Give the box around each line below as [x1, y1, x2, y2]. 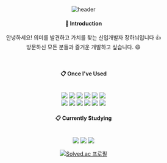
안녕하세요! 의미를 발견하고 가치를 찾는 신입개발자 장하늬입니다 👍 [5, 34, 162, 41]
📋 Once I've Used [60, 70, 107, 77]
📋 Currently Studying [55, 114, 112, 122]
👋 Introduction [65, 19, 102, 27]
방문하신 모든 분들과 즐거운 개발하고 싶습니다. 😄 [26, 43, 141, 51]
